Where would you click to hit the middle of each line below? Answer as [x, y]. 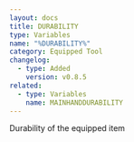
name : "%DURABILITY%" [50, 43]
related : [26, 86]
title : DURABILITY [44, 26]
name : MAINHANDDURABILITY [75, 102]
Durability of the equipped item [67, 128]
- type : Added [44, 69]
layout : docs [34, 18]
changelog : [30, 60]
